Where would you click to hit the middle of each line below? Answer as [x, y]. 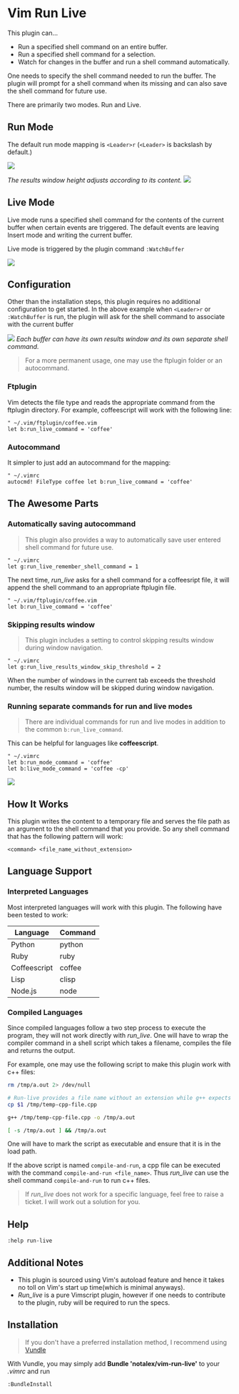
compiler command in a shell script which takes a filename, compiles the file [119, 1043]
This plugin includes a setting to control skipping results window [119, 640]
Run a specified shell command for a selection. [86, 54]
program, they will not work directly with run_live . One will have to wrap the [118, 1036]
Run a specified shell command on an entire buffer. [93, 46]
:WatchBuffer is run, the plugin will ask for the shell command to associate [116, 317]
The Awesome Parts [53, 504]
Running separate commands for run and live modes [100, 706]
